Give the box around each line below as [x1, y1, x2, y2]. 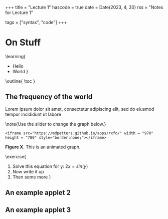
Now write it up [12, 168, 44, 174]
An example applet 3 [5, 205, 71, 214]
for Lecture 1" [5, 10, 34, 16]
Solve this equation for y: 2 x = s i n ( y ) [12, 163, 88, 169]
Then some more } [12, 174, 51, 180]
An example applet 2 [5, 188, 71, 197]
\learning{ [5, 53, 26, 59]
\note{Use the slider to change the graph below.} [5, 121, 106, 127]
